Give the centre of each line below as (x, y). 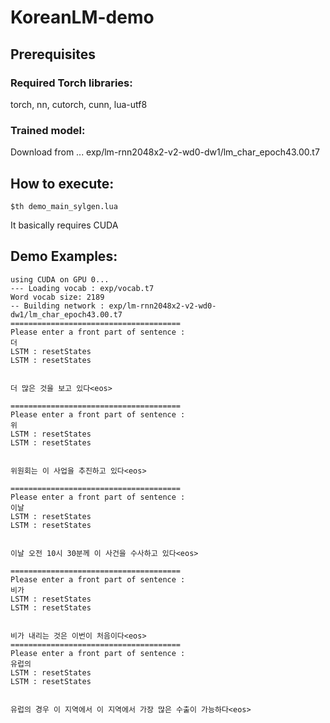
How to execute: (62, 183)
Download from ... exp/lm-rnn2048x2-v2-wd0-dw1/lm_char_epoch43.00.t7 (165, 152)
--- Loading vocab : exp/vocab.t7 (82, 288)
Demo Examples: (64, 256)
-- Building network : (57, 306)
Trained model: (48, 130)
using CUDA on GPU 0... (60, 279)
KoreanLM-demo (82, 17)
